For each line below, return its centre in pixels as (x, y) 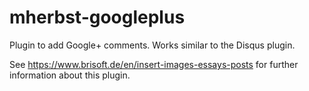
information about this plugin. (70, 75)
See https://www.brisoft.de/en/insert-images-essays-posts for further (154, 64)
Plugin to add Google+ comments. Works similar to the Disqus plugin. (152, 45)
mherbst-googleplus (97, 17)
